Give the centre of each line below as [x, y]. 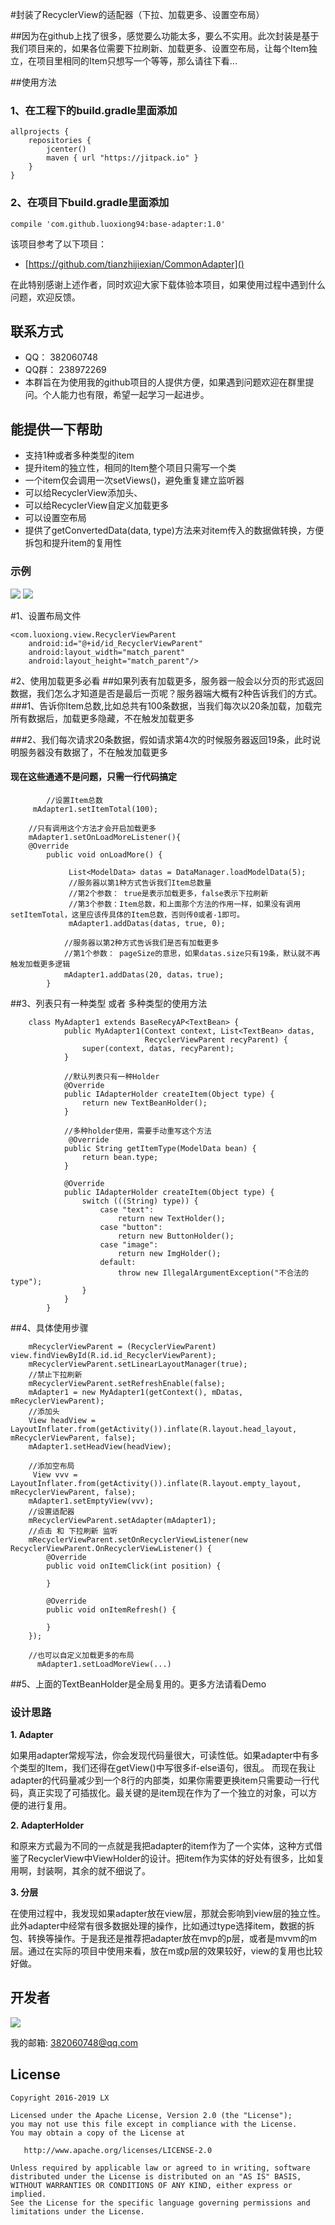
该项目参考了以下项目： [58, 244]
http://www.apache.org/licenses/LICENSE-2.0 [118, 2150]
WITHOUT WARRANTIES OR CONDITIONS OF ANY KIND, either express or [151, 2185]
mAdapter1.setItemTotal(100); [95, 809]
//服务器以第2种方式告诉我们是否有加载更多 [141, 943]
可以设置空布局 [55, 518]
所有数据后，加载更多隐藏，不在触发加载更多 [102, 718]
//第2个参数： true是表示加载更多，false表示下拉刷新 [168, 893]
